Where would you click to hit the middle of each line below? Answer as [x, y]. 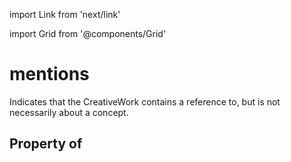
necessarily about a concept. [69, 112]
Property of [46, 144]
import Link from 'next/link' [65, 14]
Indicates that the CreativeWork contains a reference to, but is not [145, 101]
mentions [49, 74]
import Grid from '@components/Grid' [88, 33]
